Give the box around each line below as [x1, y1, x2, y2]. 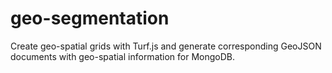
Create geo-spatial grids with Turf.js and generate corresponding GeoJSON [10, 40, 322, 52]
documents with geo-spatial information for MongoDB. [10, 50, 236, 62]
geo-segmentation [10, 7, 170, 30]
